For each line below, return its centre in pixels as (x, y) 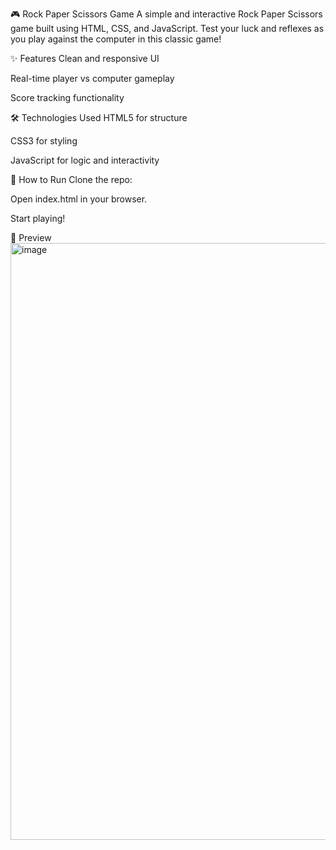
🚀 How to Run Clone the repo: (71, 179)
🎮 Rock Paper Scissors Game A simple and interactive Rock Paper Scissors (166, 14)
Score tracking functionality (67, 97)
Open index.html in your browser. (79, 199)
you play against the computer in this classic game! (116, 39)
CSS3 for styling (44, 141)
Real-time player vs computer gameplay (92, 78)
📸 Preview (31, 237)
